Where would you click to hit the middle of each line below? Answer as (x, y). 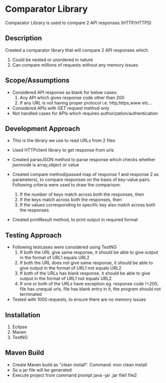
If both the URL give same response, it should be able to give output (89, 252)
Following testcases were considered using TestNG (64, 247)
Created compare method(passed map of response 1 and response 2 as (85, 174)
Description (23, 38)
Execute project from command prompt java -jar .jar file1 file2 (75, 375)
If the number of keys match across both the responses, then (82, 194)
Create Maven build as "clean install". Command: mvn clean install (80, 365)
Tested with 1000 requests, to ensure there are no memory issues (79, 300)
